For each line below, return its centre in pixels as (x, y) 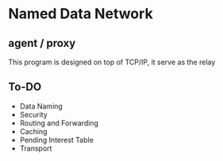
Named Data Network (81, 14)
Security (33, 114)
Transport (36, 148)
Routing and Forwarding (59, 123)
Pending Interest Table (56, 140)
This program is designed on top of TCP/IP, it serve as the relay (112, 62)
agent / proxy (42, 43)
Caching (33, 131)
